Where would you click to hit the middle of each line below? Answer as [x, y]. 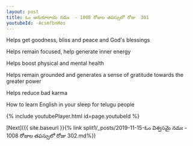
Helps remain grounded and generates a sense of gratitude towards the [95, 75]
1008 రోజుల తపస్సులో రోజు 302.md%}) [51, 136]
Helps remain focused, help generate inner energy [69, 52]
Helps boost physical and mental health [55, 63]
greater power [24, 81]
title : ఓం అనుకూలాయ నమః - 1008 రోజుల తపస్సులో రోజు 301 [78, 17]
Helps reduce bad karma [37, 93]
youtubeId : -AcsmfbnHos [36, 23]
